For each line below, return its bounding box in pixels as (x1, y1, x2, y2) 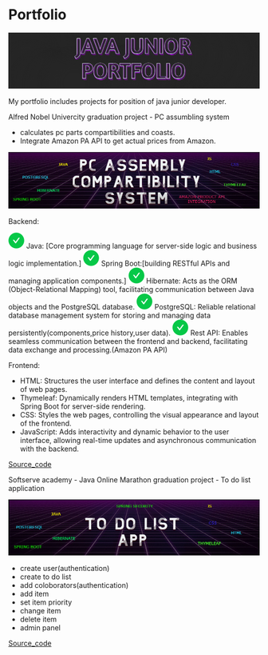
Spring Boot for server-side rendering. (19, 401, 146, 411)
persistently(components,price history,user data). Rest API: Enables (8, 328, 249, 337)
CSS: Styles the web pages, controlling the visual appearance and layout (19, 410, 259, 420)
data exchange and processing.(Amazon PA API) (8, 345, 168, 355)
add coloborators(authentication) (19, 580, 129, 589)
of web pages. (19, 385, 68, 394)
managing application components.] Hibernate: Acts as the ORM (8, 276, 238, 286)
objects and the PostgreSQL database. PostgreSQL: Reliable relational (8, 302, 256, 312)
